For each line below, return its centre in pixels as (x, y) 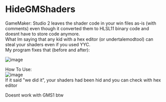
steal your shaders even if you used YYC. (48, 44)
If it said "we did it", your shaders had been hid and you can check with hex (83, 80)
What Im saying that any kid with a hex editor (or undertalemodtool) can (79, 39)
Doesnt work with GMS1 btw (34, 95)
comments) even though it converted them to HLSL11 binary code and (77, 28)
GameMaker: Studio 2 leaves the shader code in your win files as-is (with (81, 23)
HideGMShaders (40, 9)
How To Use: (19, 69)
